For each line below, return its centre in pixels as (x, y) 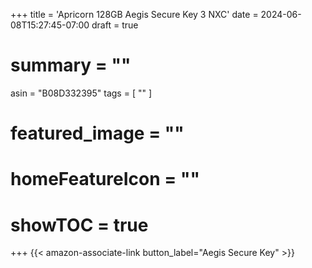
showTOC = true (79, 225)
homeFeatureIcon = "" (105, 179)
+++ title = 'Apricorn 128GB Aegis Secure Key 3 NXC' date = (134, 14)
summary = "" (71, 65)
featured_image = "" (97, 133)
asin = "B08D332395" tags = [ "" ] (81, 93)
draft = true (115, 25)
